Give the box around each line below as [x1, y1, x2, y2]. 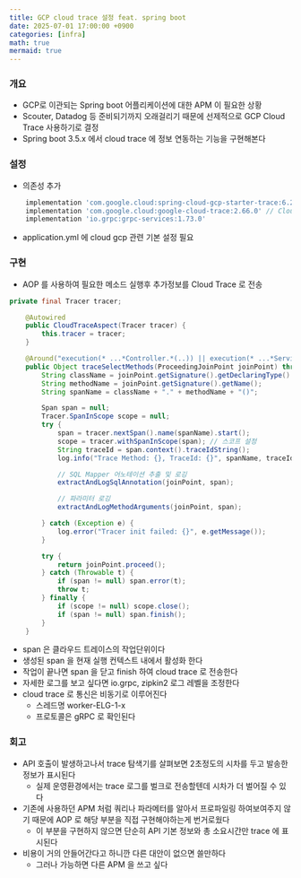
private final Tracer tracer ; [9, 297, 123, 306]
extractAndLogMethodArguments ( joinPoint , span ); [56, 503, 243, 512]
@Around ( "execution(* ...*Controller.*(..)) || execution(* [25, 354, 254, 363]
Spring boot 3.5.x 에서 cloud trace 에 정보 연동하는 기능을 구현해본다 [21, 134, 266, 144]
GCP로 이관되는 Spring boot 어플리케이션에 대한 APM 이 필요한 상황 [21, 100, 262, 110]
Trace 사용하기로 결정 [21, 122, 99, 133]
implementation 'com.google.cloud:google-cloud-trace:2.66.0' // [25, 206, 275, 215]
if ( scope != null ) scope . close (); [56, 602, 191, 611]
